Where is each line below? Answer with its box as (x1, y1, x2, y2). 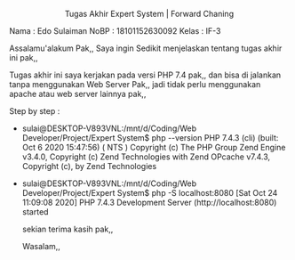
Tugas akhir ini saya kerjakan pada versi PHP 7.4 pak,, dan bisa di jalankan (9, 69, 282, 80)
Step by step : (9, 106, 60, 116)
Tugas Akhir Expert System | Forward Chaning (65, 9, 234, 19)
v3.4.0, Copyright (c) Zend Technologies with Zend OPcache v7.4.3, (21, 151, 271, 162)
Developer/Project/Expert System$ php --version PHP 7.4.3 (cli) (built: (21, 133, 279, 142)
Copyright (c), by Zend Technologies (21, 161, 157, 171)
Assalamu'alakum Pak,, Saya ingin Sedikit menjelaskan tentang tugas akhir (9, 43, 283, 53)
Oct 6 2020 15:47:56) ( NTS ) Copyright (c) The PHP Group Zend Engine (21, 142, 286, 152)
